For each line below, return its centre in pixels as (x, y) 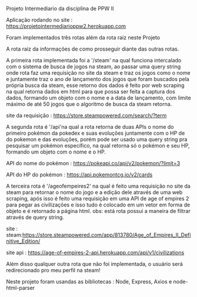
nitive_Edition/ (23, 241)
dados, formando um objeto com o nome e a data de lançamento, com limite (98, 98)
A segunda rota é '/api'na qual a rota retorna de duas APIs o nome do (90, 127)
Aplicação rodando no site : (39, 20)
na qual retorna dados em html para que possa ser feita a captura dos (91, 91)
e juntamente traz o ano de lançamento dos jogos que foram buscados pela (98, 79)
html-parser (21, 288)
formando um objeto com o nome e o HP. (56, 152)
